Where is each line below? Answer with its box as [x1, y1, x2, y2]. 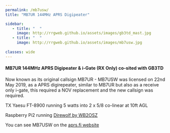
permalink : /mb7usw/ [5, 7, 49, 13]
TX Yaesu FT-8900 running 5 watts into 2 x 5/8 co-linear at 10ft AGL [5, 102, 148, 108]
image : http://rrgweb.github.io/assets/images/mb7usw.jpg [16, 40, 143, 46]
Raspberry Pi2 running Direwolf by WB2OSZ [5, 112, 98, 118]
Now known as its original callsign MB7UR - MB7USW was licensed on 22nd [5, 76, 165, 82]
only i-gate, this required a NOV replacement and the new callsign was [5, 87, 154, 93]
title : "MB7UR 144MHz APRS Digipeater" [5, 12, 90, 17]
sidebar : [5, 21, 24, 26]
